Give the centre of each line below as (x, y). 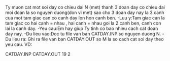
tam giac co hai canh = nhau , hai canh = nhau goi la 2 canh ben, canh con (83, 23)
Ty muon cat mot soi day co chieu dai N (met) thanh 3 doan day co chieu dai (85, 7)
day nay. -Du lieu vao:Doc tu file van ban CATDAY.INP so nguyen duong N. (83, 34)
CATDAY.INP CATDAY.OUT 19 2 (38, 54)
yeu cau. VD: (19, 44)
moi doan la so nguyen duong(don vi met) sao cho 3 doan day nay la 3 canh (85, 12)
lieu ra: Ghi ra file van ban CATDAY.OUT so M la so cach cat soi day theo (88, 39)
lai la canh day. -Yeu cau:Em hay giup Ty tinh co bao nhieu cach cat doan (82, 28)
